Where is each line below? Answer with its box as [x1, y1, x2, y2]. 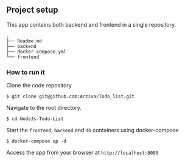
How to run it [6, 68, 45, 76]
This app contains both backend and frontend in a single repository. [6, 21, 176, 28]
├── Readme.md [6, 38, 43, 44]
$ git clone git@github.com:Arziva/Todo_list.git [6, 93, 135, 100]
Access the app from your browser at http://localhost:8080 [6, 149, 159, 157]
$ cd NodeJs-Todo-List [6, 116, 64, 122]
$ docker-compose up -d [6, 138, 67, 144]
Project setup [6, 5, 59, 15]
